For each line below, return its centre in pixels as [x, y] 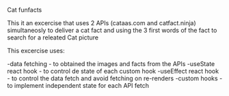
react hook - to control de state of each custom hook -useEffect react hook [113, 71]
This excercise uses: [36, 51]
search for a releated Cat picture [53, 37]
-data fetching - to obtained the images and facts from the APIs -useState [111, 64]
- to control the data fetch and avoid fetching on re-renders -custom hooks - [115, 78]
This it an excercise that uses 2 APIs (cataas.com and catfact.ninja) [102, 23]
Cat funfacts [25, 10]
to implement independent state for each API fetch [78, 85]
